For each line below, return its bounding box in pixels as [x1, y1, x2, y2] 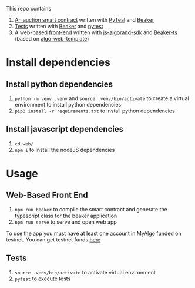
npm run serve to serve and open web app [14, 218, 117, 226]
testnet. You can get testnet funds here [6, 236, 101, 243]
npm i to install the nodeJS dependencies [14, 146, 115, 153]
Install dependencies [6, 56, 110, 69]
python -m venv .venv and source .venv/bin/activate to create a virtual [14, 95, 189, 102]
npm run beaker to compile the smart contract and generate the [14, 206, 167, 213]
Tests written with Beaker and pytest [14, 23, 104, 29]
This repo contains [6, 5, 52, 12]
